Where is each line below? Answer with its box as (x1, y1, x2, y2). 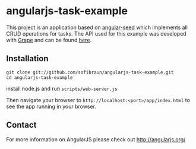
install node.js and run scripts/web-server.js (6, 85, 118, 92)
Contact (6, 120, 37, 130)
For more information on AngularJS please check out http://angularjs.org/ (6, 135, 186, 143)
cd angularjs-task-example (6, 74, 73, 81)
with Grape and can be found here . (6, 36, 92, 43)
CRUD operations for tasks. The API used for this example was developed (6, 30, 186, 37)
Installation (6, 53, 49, 64)
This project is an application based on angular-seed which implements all (6, 24, 188, 31)
